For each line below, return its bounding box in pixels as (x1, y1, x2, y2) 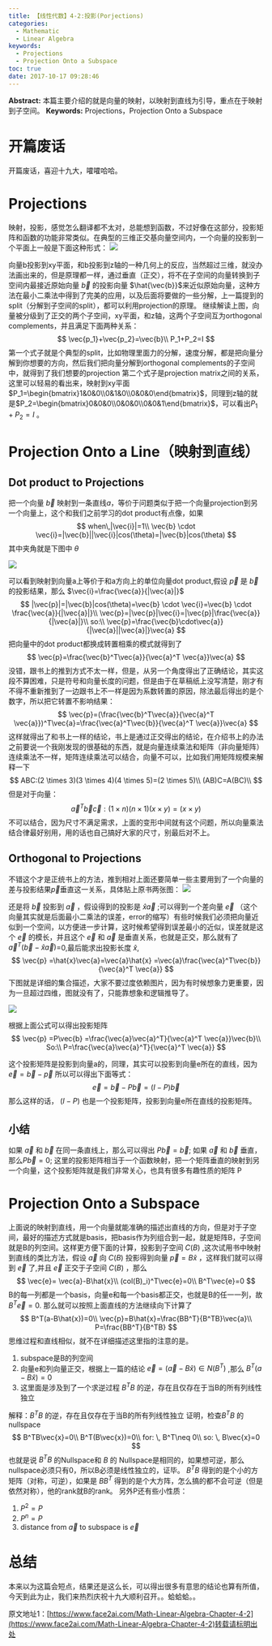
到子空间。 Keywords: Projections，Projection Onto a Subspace (8, 106, 223, 115)
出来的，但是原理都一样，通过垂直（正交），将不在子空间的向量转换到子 (22, 269, 261, 280)
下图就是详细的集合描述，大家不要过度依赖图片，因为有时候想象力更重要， (8, 978, 257, 988)
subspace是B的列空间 (19, 1353, 94, 1363)
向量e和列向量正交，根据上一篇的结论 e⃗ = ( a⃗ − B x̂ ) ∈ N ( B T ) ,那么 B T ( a (19, 1362, 262, 1373)
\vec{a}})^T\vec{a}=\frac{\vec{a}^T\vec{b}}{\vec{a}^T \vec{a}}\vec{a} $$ (13, 718, 259, 728)
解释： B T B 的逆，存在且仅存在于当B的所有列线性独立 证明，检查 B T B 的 (8, 1409, 244, 1420)
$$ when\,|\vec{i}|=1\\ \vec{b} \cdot (76, 521, 196, 532)
